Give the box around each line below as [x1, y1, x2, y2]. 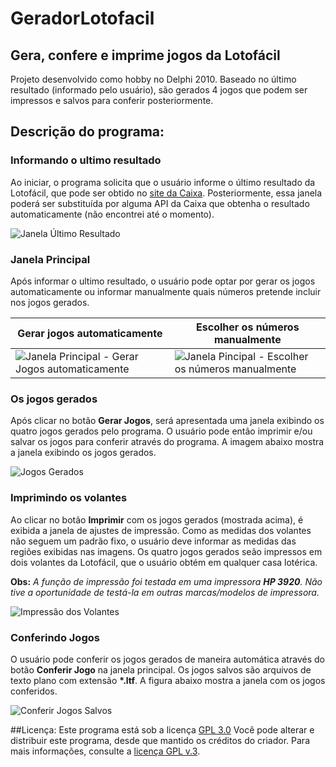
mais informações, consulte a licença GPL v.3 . [10, 745, 201, 757]
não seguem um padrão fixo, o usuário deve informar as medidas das [10, 535, 297, 547]
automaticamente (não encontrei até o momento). [10, 208, 215, 220]
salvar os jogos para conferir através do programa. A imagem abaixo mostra [10, 436, 325, 448]
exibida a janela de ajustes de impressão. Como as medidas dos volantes [10, 524, 312, 536]
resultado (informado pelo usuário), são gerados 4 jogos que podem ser [10, 84, 308, 96]
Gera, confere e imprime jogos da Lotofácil [10, 47, 281, 64]
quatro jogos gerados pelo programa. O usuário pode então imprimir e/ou [10, 425, 313, 437]
